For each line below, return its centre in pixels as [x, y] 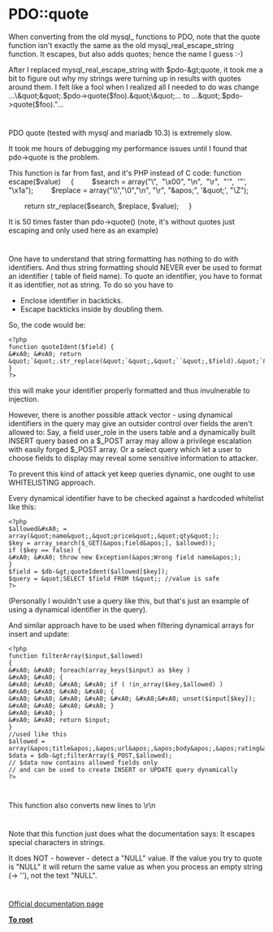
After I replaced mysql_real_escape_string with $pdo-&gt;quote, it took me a [136, 69]
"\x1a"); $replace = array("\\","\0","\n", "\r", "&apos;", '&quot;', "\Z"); [129, 190]
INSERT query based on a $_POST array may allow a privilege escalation [130, 441]
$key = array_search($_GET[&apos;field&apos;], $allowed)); [113, 543]
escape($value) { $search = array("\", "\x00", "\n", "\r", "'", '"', [128, 182]
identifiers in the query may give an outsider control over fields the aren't [131, 424]
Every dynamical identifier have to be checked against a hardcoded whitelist [136, 499]
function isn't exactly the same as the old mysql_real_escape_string [121, 45]
